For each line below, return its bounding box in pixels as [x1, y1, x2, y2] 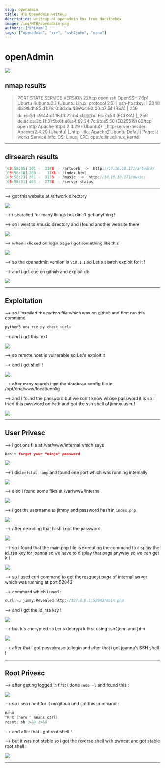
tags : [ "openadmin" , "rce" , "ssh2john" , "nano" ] [5, 30, 107, 35]
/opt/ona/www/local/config [5, 385, 60, 392]
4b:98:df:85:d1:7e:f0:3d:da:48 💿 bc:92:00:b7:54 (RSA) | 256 [17, 105, 137, 111]
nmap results [5, 82, 47, 90]
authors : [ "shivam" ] [5, 26, 48, 31]
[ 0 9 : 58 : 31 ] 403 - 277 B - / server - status [5, 179, 93, 185]
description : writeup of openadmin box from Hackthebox [5, 16, 122, 21]
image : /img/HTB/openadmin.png [5, 21, 69, 26]
